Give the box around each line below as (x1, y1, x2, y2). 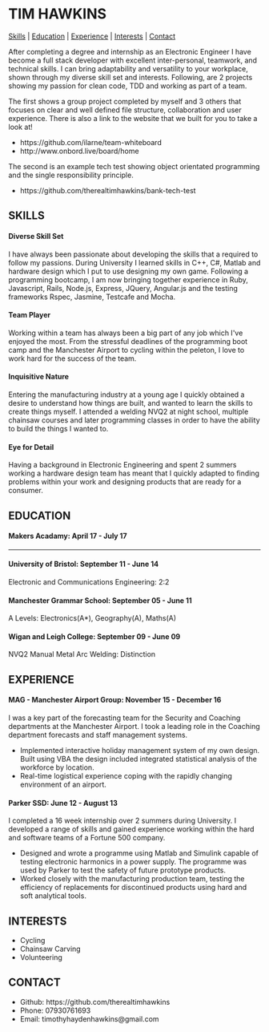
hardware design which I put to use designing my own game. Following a (8, 266, 249, 276)
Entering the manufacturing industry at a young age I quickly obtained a (8, 390, 245, 399)
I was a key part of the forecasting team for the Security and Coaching (8, 713, 241, 722)
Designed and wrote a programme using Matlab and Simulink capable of (19, 848, 259, 858)
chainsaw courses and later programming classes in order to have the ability (8, 415, 260, 425)
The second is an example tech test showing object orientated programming (8, 161, 260, 171)
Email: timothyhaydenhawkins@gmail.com (19, 1014, 159, 1023)
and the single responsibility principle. (8, 170, 134, 180)
